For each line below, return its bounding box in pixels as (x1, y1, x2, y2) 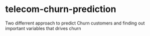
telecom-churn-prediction (5, 3, 116, 15)
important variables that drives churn (5, 25, 81, 31)
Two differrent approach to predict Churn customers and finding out (5, 20, 145, 26)
